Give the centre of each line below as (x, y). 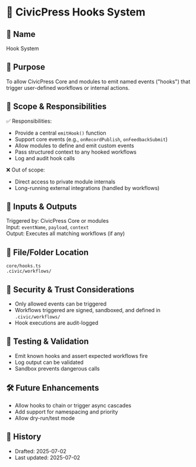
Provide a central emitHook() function (61, 133)
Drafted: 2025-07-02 (40, 451)
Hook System (23, 48)
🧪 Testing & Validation (48, 342)
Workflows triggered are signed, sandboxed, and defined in (88, 310)
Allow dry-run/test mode (45, 418)
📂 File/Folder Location (48, 252)
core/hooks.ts (24, 266)
